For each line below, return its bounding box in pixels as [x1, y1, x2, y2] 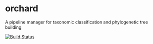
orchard [5, 3, 39, 14]
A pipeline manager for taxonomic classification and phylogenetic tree [5, 19, 149, 25]
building [5, 24, 22, 30]
